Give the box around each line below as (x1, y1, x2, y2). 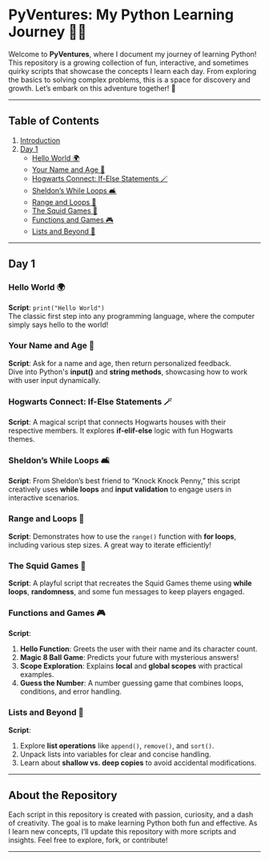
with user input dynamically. (8, 375, 102, 385)
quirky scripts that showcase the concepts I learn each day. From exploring (8, 66, 257, 75)
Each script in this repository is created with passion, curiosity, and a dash (8, 809, 254, 820)
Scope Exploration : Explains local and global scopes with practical (19, 661, 243, 671)
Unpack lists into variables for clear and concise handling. (19, 749, 211, 759)
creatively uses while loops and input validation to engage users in (8, 484, 232, 495)
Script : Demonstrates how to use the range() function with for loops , (8, 532, 237, 541)
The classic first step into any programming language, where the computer (8, 312, 255, 321)
